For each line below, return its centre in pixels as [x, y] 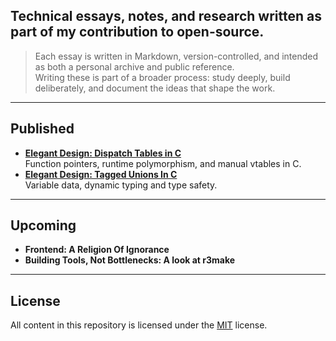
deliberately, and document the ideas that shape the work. [155, 88]
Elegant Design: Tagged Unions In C [101, 174]
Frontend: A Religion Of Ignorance [97, 250]
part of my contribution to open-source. [137, 32]
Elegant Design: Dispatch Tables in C [103, 153]
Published [42, 129]
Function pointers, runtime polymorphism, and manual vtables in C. [163, 163]
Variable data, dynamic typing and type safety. [121, 185]
